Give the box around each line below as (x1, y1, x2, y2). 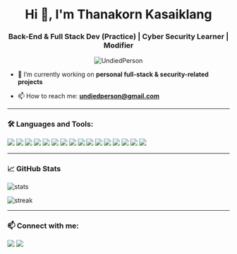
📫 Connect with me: (7, 221, 79, 231)
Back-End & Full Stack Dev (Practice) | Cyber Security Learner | (8, 32, 229, 42)
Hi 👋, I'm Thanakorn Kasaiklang (25, 6, 212, 23)
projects (17, 78, 43, 86)
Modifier (103, 40, 134, 50)
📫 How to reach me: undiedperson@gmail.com (17, 92, 160, 100)
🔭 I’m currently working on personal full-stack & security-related (17, 70, 209, 79)
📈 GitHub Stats (7, 163, 61, 173)
